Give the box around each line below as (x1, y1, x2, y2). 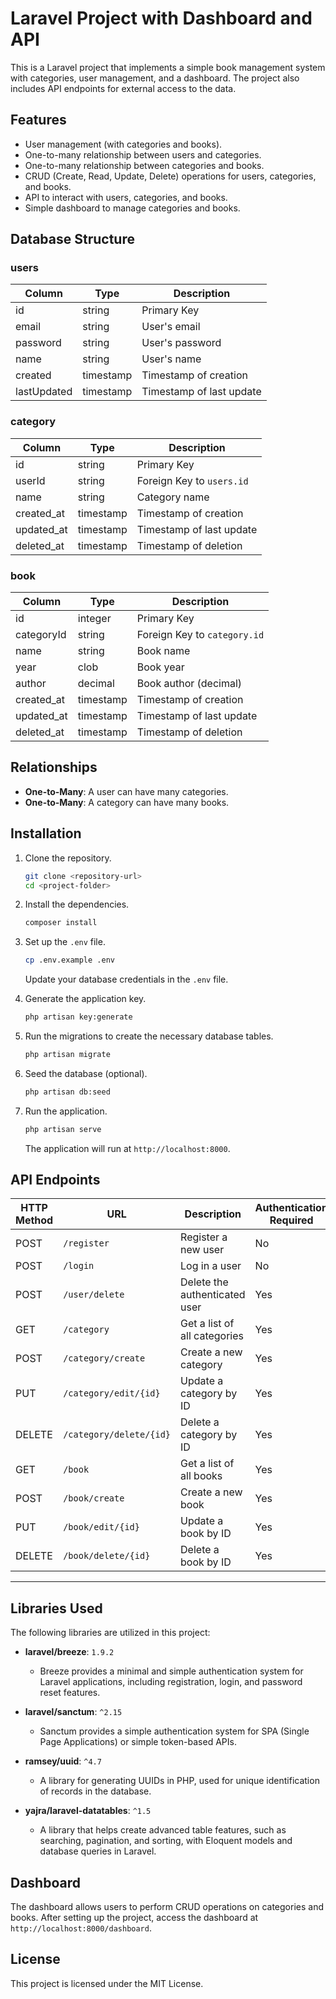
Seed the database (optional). (24, 1067, 148, 1079)
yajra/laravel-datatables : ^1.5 (24, 1805, 152, 1817)
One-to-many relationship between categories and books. (24, 159, 265, 171)
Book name (136, 644, 191, 658)
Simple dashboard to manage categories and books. (24, 202, 241, 214)
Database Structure (10, 231, 135, 248)
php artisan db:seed (24, 1087, 111, 1097)
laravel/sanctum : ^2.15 (24, 1706, 123, 1718)
